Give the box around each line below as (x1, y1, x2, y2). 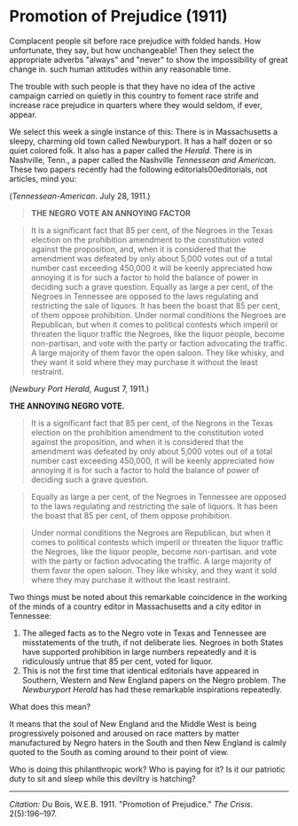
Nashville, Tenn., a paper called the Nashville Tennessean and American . (9, 154, 277, 165)
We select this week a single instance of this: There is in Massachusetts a (9, 126, 278, 136)
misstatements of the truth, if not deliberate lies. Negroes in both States (21, 636, 284, 648)
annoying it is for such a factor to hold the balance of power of (30, 464, 260, 475)
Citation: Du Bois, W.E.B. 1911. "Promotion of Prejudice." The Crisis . (9, 799, 254, 809)
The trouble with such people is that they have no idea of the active (9, 81, 255, 91)
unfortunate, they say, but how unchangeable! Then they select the (9, 44, 255, 55)
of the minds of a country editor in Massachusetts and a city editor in (9, 601, 262, 612)
